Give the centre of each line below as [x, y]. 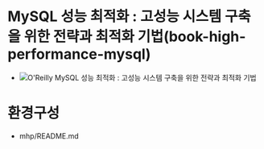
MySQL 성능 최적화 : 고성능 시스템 [115, 17]
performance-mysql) [79, 54]
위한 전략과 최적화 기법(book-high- [135, 37]
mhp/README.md [49, 136]
